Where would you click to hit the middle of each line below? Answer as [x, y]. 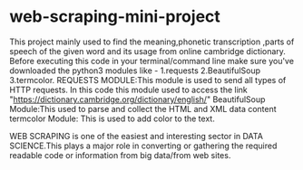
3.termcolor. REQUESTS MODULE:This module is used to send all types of [148, 80]
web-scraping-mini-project [115, 17]
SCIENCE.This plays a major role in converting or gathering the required [143, 146]
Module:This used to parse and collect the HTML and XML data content [143, 109]
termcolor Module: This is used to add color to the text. [112, 118]
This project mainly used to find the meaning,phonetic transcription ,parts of [152, 42]
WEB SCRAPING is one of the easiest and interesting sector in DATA [136, 136]
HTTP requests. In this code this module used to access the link [128, 90]
